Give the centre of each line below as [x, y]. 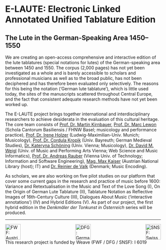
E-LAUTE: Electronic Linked [63, 9]
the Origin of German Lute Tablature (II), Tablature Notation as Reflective [79, 192]
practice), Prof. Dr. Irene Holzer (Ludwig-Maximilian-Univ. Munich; [72, 135]
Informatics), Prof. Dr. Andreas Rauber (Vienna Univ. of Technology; [74, 156]
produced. [16, 213]
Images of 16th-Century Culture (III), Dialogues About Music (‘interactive [79, 197]
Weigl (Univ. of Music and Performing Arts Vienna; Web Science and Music [82, 151]
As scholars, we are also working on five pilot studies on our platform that [80, 176]
